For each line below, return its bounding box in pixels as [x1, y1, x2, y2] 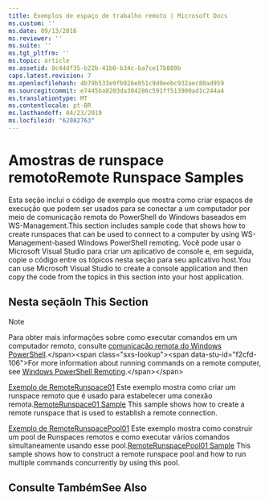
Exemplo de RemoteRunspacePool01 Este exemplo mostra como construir [8, 424, 253, 433]
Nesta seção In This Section [8, 295, 149, 309]
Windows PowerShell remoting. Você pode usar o [77, 238, 242, 247]
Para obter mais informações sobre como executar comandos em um [8, 332, 238, 342]
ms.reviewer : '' [8, 34, 63, 43]
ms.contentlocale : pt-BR [8, 101, 92, 110]
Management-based [8, 238, 76, 247]
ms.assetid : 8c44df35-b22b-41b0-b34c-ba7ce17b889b [8, 64, 181, 72]
